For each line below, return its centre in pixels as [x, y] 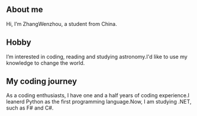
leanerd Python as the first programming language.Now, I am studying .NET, [99, 102]
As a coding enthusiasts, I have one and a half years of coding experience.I [98, 95]
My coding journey [42, 82]
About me [25, 10]
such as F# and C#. [30, 108]
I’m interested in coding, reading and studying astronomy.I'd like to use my [97, 57]
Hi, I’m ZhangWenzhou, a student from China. [62, 24]
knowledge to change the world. [46, 63]
